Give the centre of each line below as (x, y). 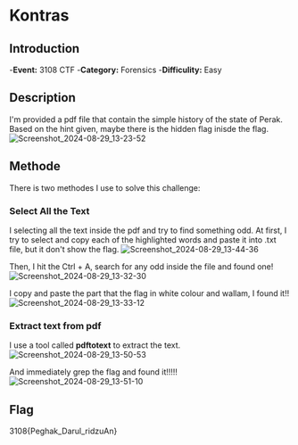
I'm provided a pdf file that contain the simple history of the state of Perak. (146, 119)
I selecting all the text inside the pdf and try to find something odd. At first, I (148, 230)
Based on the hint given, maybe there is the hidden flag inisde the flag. (139, 128)
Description (42, 98)
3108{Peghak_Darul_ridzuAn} (63, 431)
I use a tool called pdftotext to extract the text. (95, 345)
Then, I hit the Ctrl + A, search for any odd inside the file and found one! (141, 266)
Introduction (45, 49)
